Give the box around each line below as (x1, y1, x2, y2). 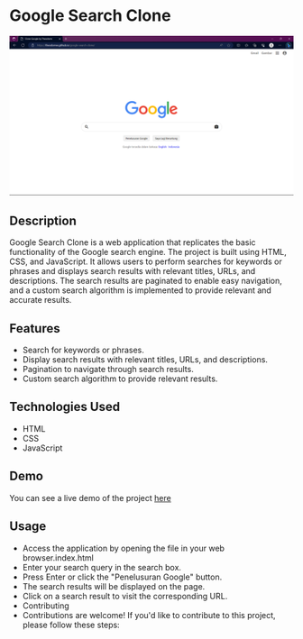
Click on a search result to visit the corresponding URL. (22, 590, 228, 601)
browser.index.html (22, 552, 95, 563)
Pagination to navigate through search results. (22, 364, 194, 375)
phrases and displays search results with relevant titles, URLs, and (9, 266, 256, 277)
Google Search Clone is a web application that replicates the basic (9, 237, 256, 248)
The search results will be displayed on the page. (22, 580, 206, 591)
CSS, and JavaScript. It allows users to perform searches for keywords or (9, 256, 282, 267)
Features (9, 321, 60, 336)
